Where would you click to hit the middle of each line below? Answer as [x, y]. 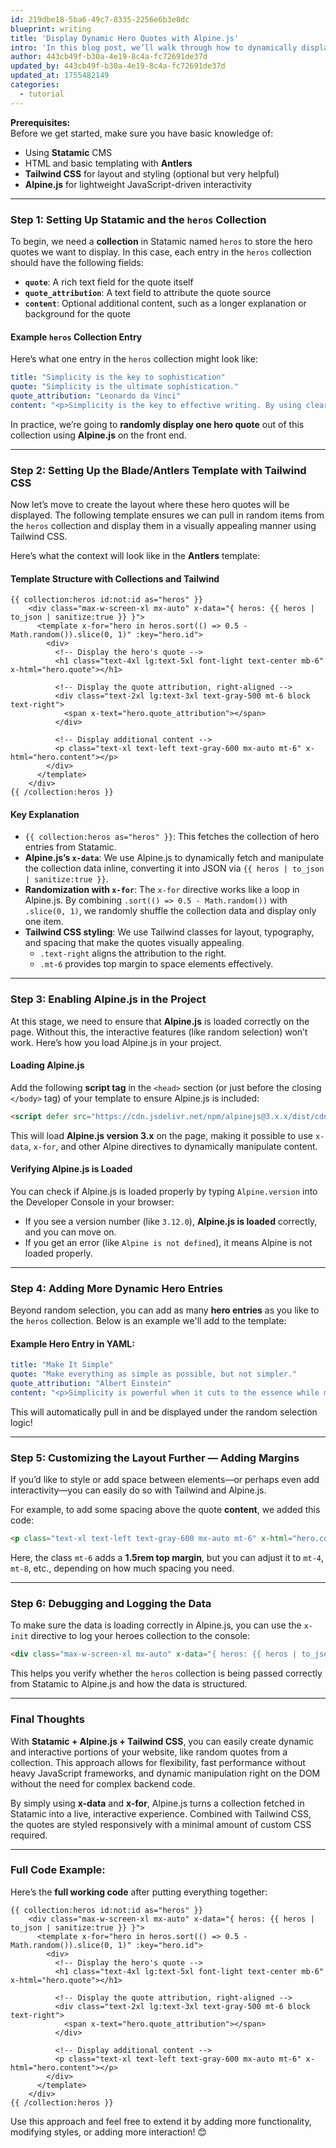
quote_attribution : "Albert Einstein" [91, 1384]
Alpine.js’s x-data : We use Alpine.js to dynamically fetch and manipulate [174, 858]
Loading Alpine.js [47, 1065]
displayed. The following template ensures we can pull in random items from [167, 515]
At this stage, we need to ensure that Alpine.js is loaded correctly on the [160, 1021]
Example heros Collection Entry [76, 337]
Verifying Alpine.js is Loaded [71, 1169]
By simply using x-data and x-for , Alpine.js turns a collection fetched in [157, 1803]
